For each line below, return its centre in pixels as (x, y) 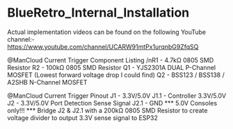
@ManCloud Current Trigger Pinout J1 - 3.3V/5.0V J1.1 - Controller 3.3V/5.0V (117, 96)
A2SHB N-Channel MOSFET (48, 82)
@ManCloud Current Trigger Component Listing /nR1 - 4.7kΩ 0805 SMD (111, 60)
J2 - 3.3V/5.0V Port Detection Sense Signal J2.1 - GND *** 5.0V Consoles (112, 103)
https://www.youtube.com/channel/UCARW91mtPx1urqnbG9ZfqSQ (103, 46)
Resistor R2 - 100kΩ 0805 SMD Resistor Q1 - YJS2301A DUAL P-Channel (112, 67)
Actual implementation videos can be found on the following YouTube (107, 32)
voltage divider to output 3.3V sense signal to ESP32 (83, 118)
